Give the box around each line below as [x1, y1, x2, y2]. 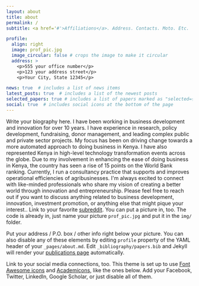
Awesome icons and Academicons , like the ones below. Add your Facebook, [6, 266, 192, 274]
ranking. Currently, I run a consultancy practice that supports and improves [6, 168, 190, 175]
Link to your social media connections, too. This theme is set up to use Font [6, 260, 191, 267]
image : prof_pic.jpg [11, 47, 62, 53]
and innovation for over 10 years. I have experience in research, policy [6, 124, 178, 131]
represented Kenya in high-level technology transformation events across [6, 149, 185, 156]
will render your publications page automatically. [6, 249, 125, 256]
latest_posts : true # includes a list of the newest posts [6, 91, 158, 97]
